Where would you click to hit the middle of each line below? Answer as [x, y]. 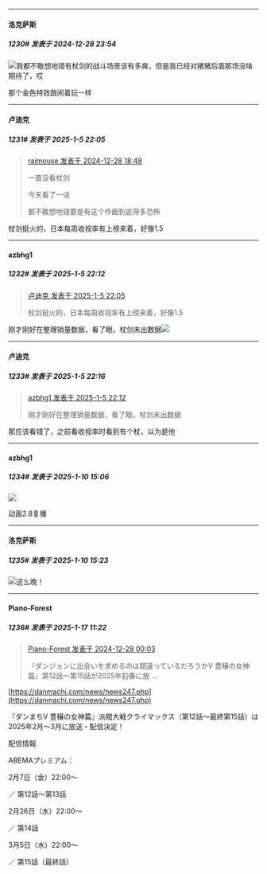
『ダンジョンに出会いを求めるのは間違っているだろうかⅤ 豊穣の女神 [139, 665]
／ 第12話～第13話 [37, 794]
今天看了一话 [48, 195]
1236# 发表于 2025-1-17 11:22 [58, 627]
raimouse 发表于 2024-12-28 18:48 [85, 161]
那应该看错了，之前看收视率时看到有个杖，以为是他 [92, 431]
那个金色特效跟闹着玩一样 [50, 92]
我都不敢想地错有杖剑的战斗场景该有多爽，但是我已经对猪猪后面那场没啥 [134, 65]
